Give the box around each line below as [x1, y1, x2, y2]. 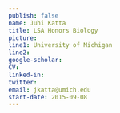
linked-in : [8, 71, 45, 79]
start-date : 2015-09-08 [8, 93, 88, 101]
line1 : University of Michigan [8, 41, 113, 49]
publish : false [8, 11, 59, 20]
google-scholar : [8, 56, 62, 64]
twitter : [8, 78, 38, 86]
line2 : [8, 49, 30, 56]
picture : [8, 33, 38, 42]
